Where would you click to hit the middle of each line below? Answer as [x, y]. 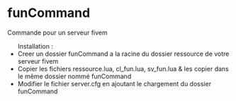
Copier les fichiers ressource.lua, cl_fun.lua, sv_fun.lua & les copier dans [123, 69]
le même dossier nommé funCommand [74, 76]
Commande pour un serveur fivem [57, 32]
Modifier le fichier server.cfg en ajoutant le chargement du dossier [114, 83]
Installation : [35, 46]
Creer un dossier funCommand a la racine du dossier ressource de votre [123, 54]
